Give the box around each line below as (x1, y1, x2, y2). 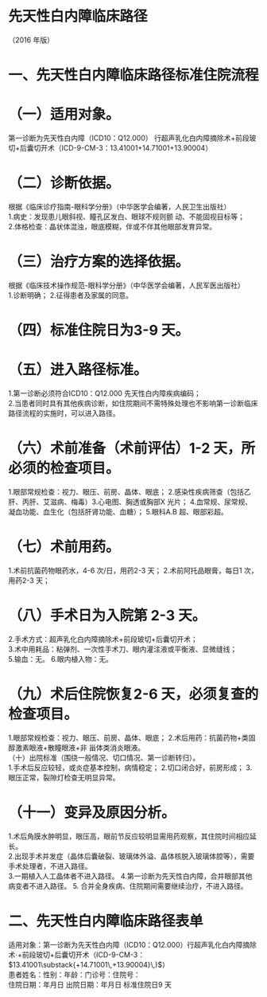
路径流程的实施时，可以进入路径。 (8, 409, 120, 418)
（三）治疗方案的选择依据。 (8, 252, 190, 271)
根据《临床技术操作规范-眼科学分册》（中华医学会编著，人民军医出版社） (8, 280, 245, 290)
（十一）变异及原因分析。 (8, 803, 176, 821)
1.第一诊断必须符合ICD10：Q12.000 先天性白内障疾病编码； (8, 389, 201, 398)
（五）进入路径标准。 (8, 361, 149, 379)
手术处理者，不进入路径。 (8, 861, 92, 870)
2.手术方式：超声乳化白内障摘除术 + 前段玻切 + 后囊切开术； (8, 634, 199, 643)
